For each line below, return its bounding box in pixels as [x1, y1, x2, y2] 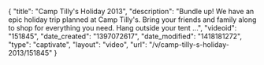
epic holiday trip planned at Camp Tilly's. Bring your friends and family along [8, 15, 257, 24]
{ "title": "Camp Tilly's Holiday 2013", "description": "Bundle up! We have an [8, 7, 255, 16]
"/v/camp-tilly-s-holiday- [148, 40, 230, 49]
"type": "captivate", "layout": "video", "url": [8, 40, 147, 49]
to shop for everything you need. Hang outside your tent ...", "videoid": [8, 23, 237, 32]
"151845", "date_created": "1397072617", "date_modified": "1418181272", [8, 31, 243, 41]
